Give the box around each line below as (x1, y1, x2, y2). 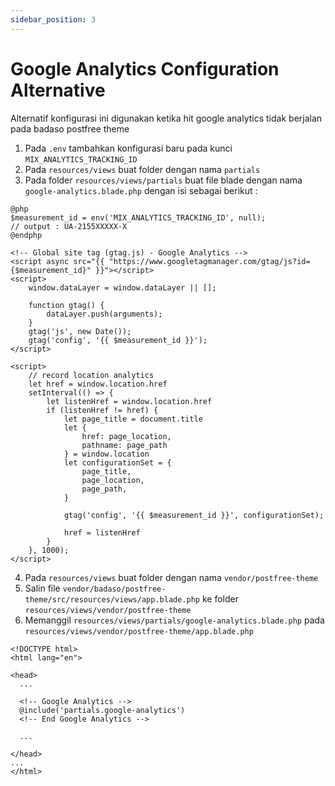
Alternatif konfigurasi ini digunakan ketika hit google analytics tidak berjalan (10, 112, 323, 124)
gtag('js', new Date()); (28, 326, 132, 336)
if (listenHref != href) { (46, 405, 159, 415)
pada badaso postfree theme (10, 122, 130, 135)
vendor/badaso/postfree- (62, 584, 167, 594)
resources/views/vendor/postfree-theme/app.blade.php (24, 626, 254, 636)
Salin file (24, 582, 61, 594)
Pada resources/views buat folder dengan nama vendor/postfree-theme (24, 571, 319, 583)
